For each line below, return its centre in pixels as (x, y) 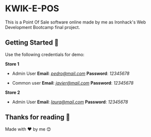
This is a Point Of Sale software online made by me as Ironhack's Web (75, 22)
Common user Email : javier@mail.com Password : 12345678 (73, 83)
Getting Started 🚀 (32, 43)
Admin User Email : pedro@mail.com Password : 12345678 (71, 73)
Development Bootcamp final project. (43, 27)
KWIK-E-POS (32, 9)
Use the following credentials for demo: (45, 54)
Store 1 (12, 64)
